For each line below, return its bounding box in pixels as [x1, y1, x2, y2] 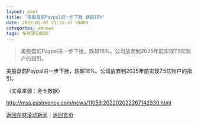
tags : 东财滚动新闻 [6, 31, 49, 37]
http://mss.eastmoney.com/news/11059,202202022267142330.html [6, 99, 171, 106]
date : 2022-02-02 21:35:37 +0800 [6, 19, 89, 25]
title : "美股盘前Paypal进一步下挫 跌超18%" [6, 14, 105, 20]
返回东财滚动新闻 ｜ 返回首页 [6, 112, 74, 119]
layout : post [6, 8, 38, 15]
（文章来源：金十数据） [6, 87, 63, 94]
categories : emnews [6, 25, 54, 31]
